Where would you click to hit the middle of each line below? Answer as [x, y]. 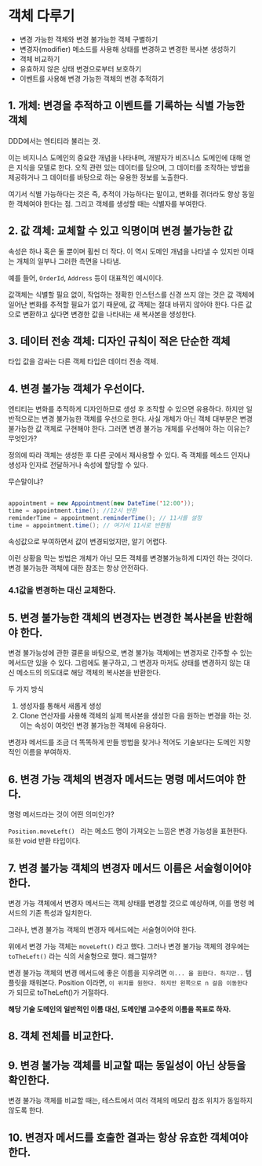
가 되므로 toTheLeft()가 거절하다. [58, 992]
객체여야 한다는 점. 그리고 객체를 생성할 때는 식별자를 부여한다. [111, 203]
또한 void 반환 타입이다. [44, 841]
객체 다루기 [42, 16]
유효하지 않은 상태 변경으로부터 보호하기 [80, 68]
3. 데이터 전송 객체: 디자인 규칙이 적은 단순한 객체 [119, 341]
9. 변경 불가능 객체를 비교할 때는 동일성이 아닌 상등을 [127, 1065]
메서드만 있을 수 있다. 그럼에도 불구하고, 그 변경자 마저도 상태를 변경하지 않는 [125, 663]
